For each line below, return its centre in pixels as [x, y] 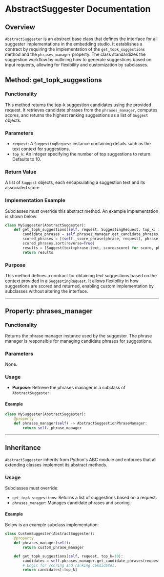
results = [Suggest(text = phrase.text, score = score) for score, [88, 248]
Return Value [21, 172]
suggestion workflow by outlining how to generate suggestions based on [78, 59]
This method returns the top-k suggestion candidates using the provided [78, 105]
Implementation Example [35, 200]
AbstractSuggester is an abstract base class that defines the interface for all [81, 39]
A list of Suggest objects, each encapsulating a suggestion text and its [75, 182]
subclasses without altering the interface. [47, 291]
